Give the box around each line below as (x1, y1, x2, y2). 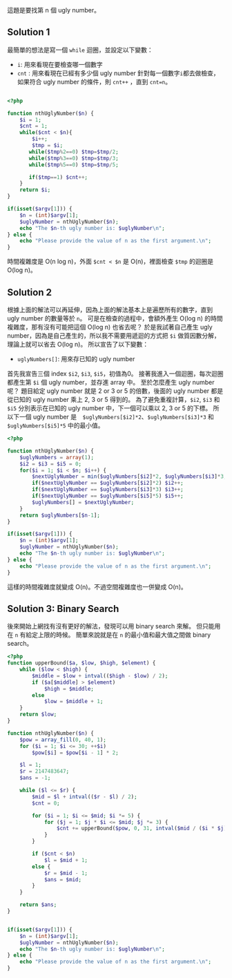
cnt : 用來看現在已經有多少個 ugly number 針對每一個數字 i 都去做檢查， (17, 68, 220, 77)
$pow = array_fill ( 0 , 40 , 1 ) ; (19, 736, 107, 743)
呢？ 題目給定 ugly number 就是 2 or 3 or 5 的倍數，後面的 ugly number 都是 (7, 387, 224, 395)
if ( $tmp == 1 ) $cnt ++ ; (28, 173, 88, 181)
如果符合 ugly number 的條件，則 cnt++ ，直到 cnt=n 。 (17, 77, 172, 86)
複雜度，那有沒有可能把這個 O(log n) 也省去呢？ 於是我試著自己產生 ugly (7, 323, 213, 331)
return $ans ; (19, 901, 57, 908)
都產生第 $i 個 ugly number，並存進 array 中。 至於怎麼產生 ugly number (7, 378, 215, 386)
